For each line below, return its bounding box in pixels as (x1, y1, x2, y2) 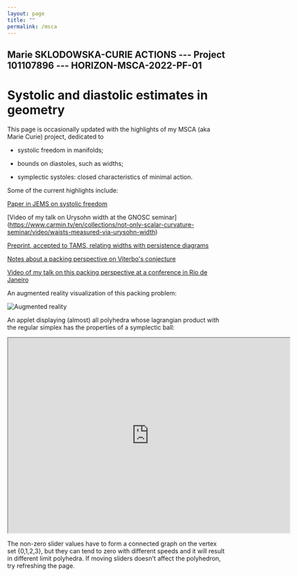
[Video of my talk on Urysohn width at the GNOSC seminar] (7, 213, 177, 221)
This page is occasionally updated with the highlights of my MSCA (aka (7, 125, 211, 133)
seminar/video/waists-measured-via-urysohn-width (7, 227, 156, 236)
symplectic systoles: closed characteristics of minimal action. (17, 173, 193, 181)
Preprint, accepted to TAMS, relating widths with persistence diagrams (7, 241, 209, 250)
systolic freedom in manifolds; (17, 146, 104, 154)
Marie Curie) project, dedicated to (7, 132, 104, 141)
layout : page (7, 10, 45, 17)
